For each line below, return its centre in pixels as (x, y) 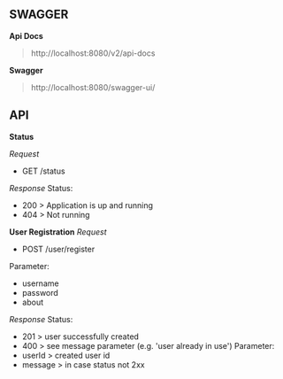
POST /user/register (58, 249)
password (40, 292)
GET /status (43, 171)
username (40, 283)
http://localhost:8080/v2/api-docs (93, 53)
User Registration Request (58, 232)
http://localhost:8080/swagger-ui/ (93, 87)
